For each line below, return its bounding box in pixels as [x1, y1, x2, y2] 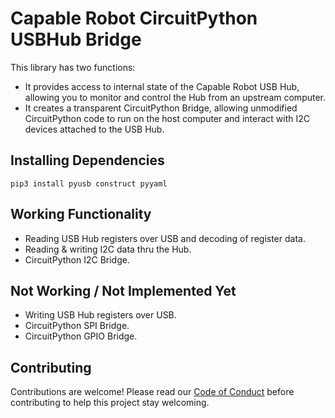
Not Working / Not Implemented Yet [10, 282, 237, 299]
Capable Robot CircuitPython [10, 7, 258, 30]
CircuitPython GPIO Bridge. [24, 330, 138, 342]
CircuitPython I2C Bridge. [24, 253, 130, 266]
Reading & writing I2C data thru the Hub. [24, 243, 192, 255]
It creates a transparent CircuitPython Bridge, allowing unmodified [24, 102, 298, 114]
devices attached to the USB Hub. [24, 123, 165, 135]
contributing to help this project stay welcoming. [10, 397, 210, 409]
